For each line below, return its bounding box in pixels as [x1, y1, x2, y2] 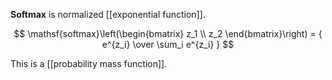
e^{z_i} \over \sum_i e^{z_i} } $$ [101, 39, 235, 50]
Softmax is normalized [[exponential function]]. [10, 9, 206, 20]
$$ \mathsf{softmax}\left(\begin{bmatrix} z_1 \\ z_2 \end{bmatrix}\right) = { [13, 28, 323, 39]
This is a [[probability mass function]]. [10, 58, 168, 69]
